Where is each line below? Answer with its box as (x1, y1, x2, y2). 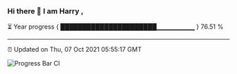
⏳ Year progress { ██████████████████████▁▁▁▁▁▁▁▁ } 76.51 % (7, 22, 224, 31)
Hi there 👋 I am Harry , (7, 6, 84, 16)
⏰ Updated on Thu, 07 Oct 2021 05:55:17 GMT (7, 45, 142, 54)
